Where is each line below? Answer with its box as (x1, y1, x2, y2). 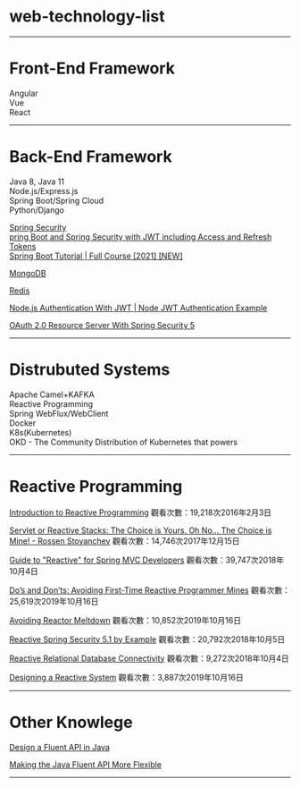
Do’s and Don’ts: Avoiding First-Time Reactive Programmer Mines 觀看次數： (9, 584, 290, 596)
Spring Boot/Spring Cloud (9, 195, 104, 206)
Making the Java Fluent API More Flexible (9, 758, 162, 770)
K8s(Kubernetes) (9, 427, 72, 437)
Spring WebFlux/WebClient (9, 408, 109, 419)
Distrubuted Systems (9, 360, 171, 379)
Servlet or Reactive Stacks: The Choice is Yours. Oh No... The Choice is (9, 525, 272, 536)
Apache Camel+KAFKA (9, 389, 96, 400)
